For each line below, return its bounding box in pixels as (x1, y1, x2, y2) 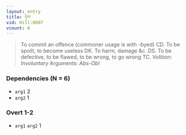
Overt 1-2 (6, 109, 34, 117)
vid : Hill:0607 (6, 19, 44, 25)
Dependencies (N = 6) (6, 75, 71, 83)
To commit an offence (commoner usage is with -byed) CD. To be (20, 41, 180, 48)
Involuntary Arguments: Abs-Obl (20, 60, 100, 67)
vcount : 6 (6, 25, 31, 31)
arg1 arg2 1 (14, 122, 41, 129)
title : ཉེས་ (6, 14, 31, 20)
